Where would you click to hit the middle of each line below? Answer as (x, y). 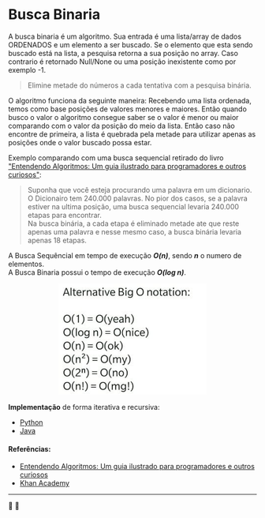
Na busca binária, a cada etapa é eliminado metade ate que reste (133, 223)
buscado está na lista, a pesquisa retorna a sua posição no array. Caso (123, 53)
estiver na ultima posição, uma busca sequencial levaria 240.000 (133, 206)
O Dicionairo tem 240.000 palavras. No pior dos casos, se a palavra (138, 198)
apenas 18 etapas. (57, 240)
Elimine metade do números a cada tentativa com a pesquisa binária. (140, 85)
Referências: (30, 449)
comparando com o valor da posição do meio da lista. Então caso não (121, 126)
